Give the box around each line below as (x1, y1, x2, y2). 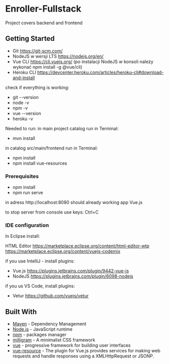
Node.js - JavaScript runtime (12, 326, 73, 332)
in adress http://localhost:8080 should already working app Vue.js (5, 199, 143, 205)
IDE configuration (5, 222, 49, 229)
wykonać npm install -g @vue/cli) (12, 64, 83, 70)
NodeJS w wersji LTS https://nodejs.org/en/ (12, 53, 104, 59)
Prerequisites (5, 173, 39, 180)
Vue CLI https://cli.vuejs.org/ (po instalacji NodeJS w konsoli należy (12, 59, 154, 65)
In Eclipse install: (5, 233, 40, 239)
